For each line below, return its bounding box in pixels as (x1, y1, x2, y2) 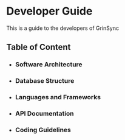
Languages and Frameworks (15, 93, 101, 102)
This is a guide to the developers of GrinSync (6, 24, 120, 32)
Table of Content (6, 42, 71, 52)
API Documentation (15, 110, 74, 118)
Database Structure (15, 77, 75, 85)
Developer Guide (6, 4, 93, 18)
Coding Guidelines (15, 125, 71, 134)
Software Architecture (15, 60, 83, 69)
